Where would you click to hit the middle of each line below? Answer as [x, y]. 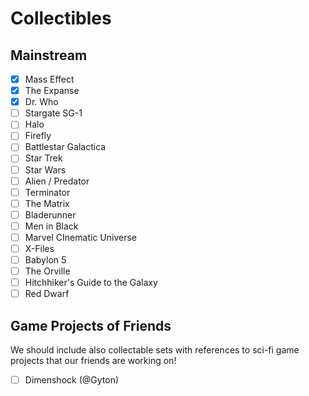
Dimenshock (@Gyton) [72, 380]
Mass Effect [49, 79]
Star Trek [43, 158]
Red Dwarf [47, 294]
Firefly [38, 136]
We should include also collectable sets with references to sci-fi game [155, 350]
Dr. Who [41, 102]
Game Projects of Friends [91, 325]
